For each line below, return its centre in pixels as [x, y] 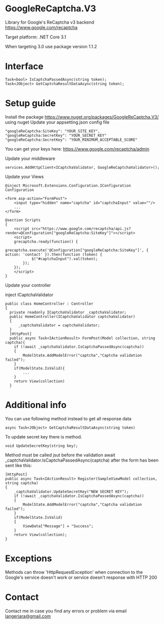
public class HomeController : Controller [49, 304]
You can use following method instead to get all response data [68, 418]
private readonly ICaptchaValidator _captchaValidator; [68, 312]
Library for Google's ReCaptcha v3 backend [50, 22]
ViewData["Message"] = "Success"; [58, 526]
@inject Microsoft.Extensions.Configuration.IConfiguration [68, 186]
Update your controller [28, 285]
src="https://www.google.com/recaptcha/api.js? [81, 229]
